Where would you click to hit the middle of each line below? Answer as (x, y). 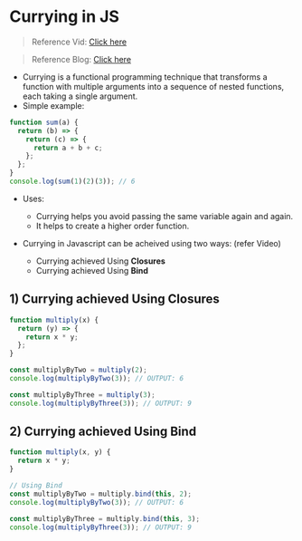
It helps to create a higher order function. (113, 226)
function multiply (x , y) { (60, 452)
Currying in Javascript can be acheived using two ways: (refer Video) (152, 243)
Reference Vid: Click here (79, 42)
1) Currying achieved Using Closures (114, 299)
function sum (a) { (44, 122)
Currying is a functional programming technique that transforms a (145, 77)
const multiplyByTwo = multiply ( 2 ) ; (78, 370)
